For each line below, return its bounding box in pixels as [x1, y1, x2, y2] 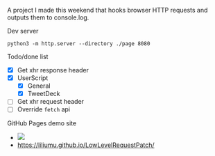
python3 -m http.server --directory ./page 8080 [7, 40, 150, 47]
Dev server [7, 27, 39, 35]
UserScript [17, 74, 49, 82]
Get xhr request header [17, 97, 85, 106]
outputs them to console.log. [7, 13, 89, 22]
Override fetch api [17, 105, 71, 114]
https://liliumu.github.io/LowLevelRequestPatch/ [17, 141, 155, 149]
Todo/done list [7, 52, 49, 61]
